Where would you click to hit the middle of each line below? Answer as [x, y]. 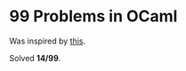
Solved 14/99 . [35, 58]
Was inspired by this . [48, 41]
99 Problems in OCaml [93, 16]
